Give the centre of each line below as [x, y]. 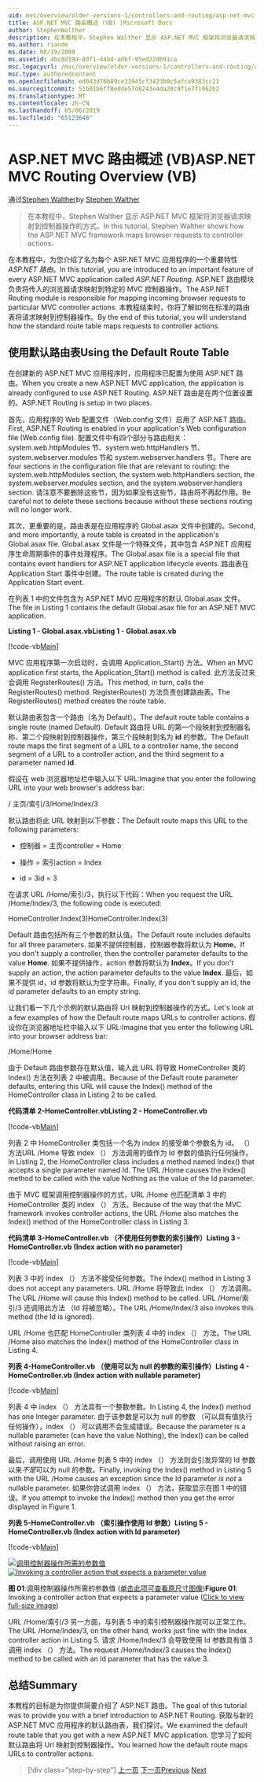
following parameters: [44, 829]
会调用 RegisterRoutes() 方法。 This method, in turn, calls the [106, 682]
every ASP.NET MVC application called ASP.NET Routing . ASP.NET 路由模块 [131, 279]
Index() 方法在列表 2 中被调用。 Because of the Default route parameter [123, 1077]
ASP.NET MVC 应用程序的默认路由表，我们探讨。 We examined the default [128, 1725]
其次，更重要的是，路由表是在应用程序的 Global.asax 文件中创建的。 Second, [132, 525]
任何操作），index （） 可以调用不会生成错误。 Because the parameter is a [127, 1426]
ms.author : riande [38, 45]
